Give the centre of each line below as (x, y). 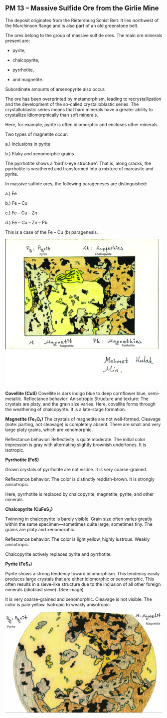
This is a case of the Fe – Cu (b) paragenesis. (52, 232)
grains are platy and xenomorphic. (40, 530)
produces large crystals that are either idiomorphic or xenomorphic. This (80, 579)
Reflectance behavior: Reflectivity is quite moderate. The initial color (75, 440)
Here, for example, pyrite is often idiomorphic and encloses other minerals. (82, 124)
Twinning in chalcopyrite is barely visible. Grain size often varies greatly (79, 519)
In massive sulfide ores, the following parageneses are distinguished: (76, 184)
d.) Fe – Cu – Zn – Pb (26, 222)
